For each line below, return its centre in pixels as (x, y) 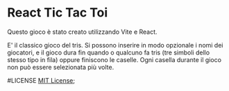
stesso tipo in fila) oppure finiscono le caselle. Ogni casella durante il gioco (114, 59)
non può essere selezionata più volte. (61, 67)
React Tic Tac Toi (58, 13)
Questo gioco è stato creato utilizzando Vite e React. (82, 32)
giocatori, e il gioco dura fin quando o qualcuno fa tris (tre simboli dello (109, 52)
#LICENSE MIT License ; (41, 80)
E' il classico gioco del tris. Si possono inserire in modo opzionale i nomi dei (115, 45)
